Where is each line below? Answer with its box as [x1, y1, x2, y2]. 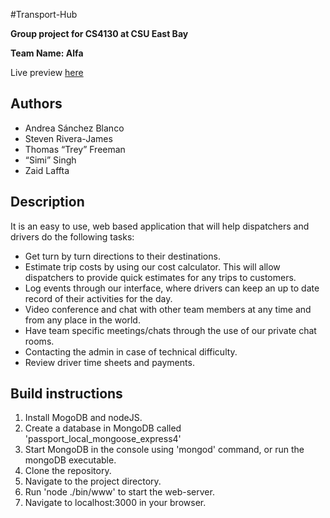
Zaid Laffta [24, 164, 70, 176]
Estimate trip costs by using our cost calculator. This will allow [24, 260, 281, 273]
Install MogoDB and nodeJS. [24, 412, 143, 424]
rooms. [24, 335, 55, 347]
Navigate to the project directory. [24, 475, 162, 488]
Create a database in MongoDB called [24, 422, 182, 434]
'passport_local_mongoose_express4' [24, 433, 182, 445]
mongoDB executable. [24, 454, 117, 466]
